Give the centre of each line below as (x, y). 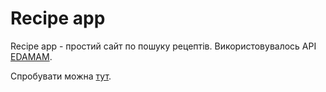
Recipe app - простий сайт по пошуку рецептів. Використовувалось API (163, 46)
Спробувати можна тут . (61, 76)
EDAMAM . (31, 56)
